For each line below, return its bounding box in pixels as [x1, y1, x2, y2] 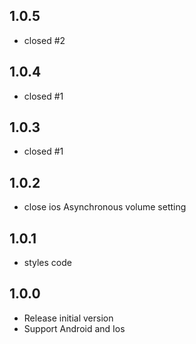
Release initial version [23, 312, 114, 324]
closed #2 [23, 34, 66, 46]
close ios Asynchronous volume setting [23, 201, 187, 213]
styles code [23, 257, 72, 269]
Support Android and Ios [23, 322, 126, 334]
